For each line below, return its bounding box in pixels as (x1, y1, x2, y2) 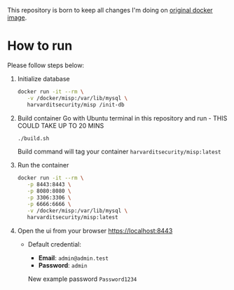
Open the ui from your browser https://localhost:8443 (17, 226, 173, 235)
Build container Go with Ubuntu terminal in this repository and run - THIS (17, 113, 228, 122)
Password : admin (38, 261, 88, 269)
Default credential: (27, 240, 82, 248)
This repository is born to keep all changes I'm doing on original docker (7, 6, 213, 14)
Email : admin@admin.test (38, 254, 109, 262)
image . (7, 13, 27, 22)
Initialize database (17, 74, 70, 83)
